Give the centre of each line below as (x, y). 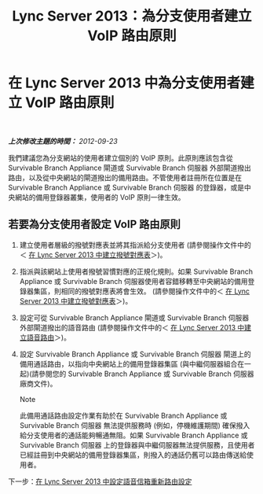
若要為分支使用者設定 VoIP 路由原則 (94, 225)
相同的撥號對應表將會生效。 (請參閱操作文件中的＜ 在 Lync (155, 291)
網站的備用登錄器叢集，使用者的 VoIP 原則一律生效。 (100, 197)
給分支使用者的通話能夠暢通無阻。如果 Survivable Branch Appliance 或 (134, 435)
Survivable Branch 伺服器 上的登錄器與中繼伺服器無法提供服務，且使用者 (137, 444)
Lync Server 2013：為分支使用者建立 (132, 16)
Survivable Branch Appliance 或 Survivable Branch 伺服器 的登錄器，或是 (126, 187)
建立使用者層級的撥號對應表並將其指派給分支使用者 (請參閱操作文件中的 (135, 245)
